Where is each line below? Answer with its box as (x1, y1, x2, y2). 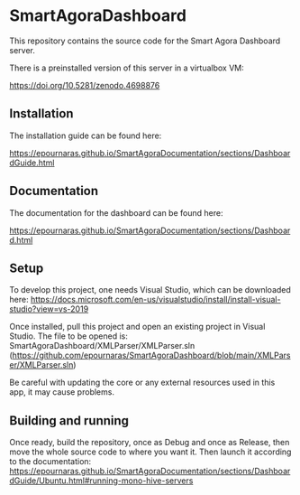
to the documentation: (9, 456, 92, 467)
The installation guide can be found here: (9, 130, 162, 141)
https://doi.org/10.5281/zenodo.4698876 (9, 79, 160, 90)
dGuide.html (9, 157, 55, 168)
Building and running (9, 413, 129, 428)
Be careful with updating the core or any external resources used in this (9, 377, 276, 388)
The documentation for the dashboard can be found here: (9, 207, 223, 218)
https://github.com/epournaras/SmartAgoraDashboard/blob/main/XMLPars (12, 350, 291, 361)
